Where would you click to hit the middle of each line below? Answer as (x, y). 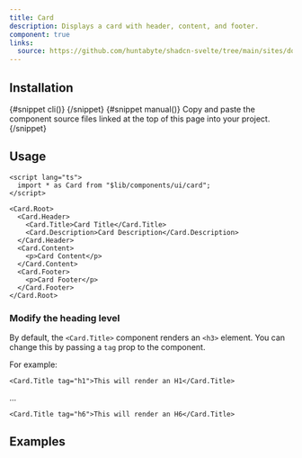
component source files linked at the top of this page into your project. (140, 119)
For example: (34, 364)
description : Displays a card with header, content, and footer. (134, 26)
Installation (41, 88)
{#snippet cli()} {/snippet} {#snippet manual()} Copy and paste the (133, 109)
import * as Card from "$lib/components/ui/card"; (114, 185)
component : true (40, 34)
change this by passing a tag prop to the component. (107, 347)
